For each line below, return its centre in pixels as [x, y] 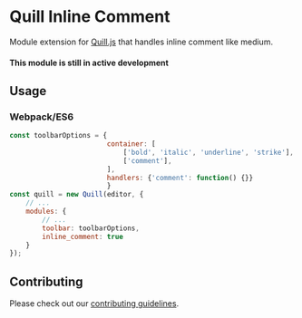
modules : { [46, 212]
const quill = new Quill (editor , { [77, 195]
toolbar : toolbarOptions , [91, 228]
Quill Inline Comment [90, 17]
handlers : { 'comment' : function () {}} [180, 178]
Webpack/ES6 [42, 117]
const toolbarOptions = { [58, 136]
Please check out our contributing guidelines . [94, 304]
